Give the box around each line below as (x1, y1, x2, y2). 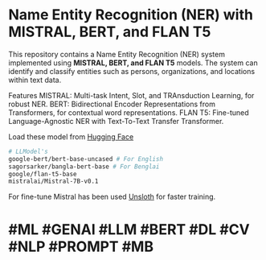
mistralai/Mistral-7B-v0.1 (8, 177, 99, 186)
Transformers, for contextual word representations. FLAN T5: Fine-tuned (8, 107, 249, 118)
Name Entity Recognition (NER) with (8, 6, 253, 24)
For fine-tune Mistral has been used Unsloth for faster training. (8, 192, 216, 202)
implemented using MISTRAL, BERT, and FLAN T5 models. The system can (8, 58, 259, 68)
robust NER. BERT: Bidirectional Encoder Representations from (8, 99, 215, 109)
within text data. (8, 75, 62, 85)
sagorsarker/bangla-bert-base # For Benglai (8, 163, 160, 171)
